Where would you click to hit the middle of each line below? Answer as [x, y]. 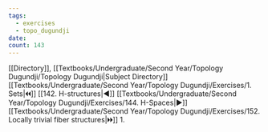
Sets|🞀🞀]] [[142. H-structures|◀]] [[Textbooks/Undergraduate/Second [122, 94]
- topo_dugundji [43, 30]
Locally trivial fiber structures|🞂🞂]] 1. [67, 120]
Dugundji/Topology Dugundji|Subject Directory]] [88, 77]
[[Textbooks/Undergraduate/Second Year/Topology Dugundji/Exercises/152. [134, 111]
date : [17, 38]
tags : [17, 16]
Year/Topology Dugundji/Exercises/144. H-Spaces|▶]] [98, 103]
